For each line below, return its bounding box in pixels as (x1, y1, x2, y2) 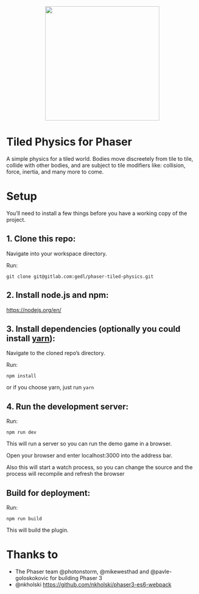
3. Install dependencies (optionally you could (6, 324, 181, 334)
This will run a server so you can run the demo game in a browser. (6, 440, 172, 447)
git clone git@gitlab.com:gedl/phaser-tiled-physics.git (6, 274, 154, 280)
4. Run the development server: (6, 401, 129, 412)
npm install (6, 373, 37, 380)
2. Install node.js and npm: (6, 290, 109, 300)
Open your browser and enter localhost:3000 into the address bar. (6, 452, 173, 459)
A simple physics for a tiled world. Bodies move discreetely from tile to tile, (6, 155, 194, 162)
